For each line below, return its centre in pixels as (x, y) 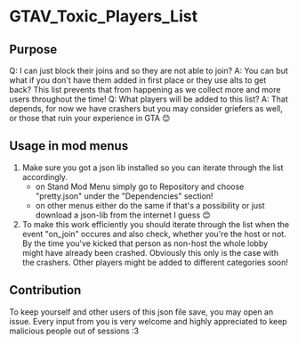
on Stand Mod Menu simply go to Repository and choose (140, 186)
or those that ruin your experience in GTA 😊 (90, 118)
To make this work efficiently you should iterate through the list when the (156, 224)
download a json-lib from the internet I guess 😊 (123, 215)
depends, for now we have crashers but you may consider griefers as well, (146, 108)
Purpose (33, 49)
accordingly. (45, 177)
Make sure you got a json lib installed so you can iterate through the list (153, 168)
